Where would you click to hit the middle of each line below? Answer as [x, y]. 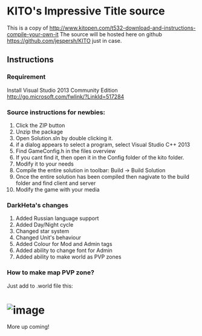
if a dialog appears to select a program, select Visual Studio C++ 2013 [103, 144]
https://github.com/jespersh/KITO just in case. [64, 40]
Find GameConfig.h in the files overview [66, 151]
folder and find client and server [56, 183]
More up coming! [28, 327]
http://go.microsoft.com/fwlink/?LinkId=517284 [66, 96]
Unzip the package [39, 132]
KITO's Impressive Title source [86, 11]
